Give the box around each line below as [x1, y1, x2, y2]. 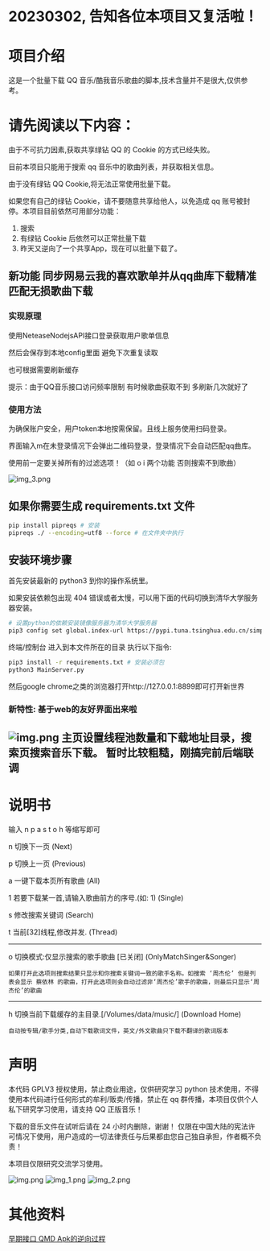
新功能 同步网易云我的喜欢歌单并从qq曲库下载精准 [8, 269, 257, 283]
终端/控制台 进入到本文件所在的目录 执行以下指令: [8, 642, 172, 652]
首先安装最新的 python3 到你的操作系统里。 [8, 576, 153, 586]
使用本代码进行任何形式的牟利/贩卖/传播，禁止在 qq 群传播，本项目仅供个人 [8, 1095, 259, 1104]
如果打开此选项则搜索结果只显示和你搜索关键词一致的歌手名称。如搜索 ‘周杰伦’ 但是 [8, 970, 251, 978]
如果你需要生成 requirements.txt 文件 [8, 499, 195, 513]
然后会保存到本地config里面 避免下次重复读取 [8, 347, 158, 357]
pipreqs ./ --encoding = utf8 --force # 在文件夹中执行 [8, 528, 184, 536]
